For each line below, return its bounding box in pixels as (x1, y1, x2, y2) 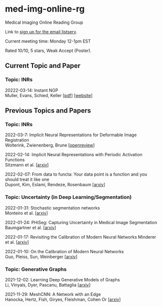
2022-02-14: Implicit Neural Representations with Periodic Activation (5, 152, 143, 158)
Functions (5, 157, 25, 163)
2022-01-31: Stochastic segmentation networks (5, 205, 100, 210)
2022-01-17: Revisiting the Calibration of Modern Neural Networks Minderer (5, 234, 157, 240)
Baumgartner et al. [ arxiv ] (5, 225, 57, 230)
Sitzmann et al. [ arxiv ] (5, 162, 49, 168)
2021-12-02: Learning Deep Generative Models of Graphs (5, 276, 120, 282)
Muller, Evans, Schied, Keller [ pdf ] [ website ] (5, 92, 93, 98)
